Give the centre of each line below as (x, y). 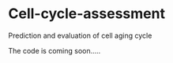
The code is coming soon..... (55, 50)
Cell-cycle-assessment (87, 14)
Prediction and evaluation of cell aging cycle (80, 35)
